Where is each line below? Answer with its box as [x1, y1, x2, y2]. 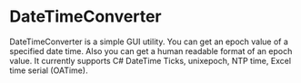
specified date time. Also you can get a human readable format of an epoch [9, 45, 293, 56]
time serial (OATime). [9, 65, 88, 76]
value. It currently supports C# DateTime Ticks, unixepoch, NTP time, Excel [9, 55, 292, 66]
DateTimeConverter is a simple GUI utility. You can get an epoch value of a [9, 36, 289, 47]
